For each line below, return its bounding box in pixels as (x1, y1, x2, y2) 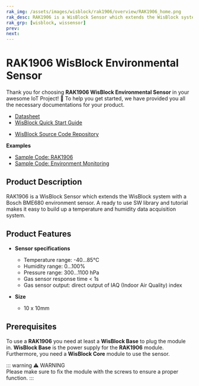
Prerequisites (6, 322, 57, 332)
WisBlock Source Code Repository (14, 131, 99, 138)
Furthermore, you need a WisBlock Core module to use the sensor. (6, 350, 170, 357)
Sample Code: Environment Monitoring (14, 160, 110, 167)
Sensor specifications (14, 245, 70, 252)
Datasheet (14, 113, 40, 120)
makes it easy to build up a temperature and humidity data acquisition (6, 205, 176, 213)
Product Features (6, 229, 72, 239)
